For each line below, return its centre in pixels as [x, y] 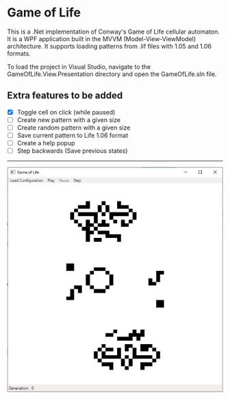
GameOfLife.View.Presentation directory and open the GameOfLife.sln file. [112, 74]
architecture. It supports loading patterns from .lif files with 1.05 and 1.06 [110, 46]
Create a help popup [46, 143]
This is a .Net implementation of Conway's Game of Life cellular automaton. [114, 32]
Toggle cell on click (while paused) [66, 112]
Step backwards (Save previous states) [72, 151]
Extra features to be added [65, 96]
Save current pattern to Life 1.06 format [73, 135]
